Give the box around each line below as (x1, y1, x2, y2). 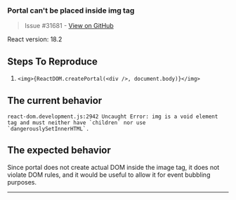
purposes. (7, 178, 37, 186)
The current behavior (7, 94, 103, 107)
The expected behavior (7, 145, 111, 156)
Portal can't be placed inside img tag (7, 6, 135, 15)
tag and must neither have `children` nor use (7, 119, 146, 126)
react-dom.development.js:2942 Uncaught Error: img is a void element (7, 113, 218, 120)
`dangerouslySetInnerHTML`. (7, 125, 90, 132)
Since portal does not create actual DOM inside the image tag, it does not (7, 163, 220, 171)
